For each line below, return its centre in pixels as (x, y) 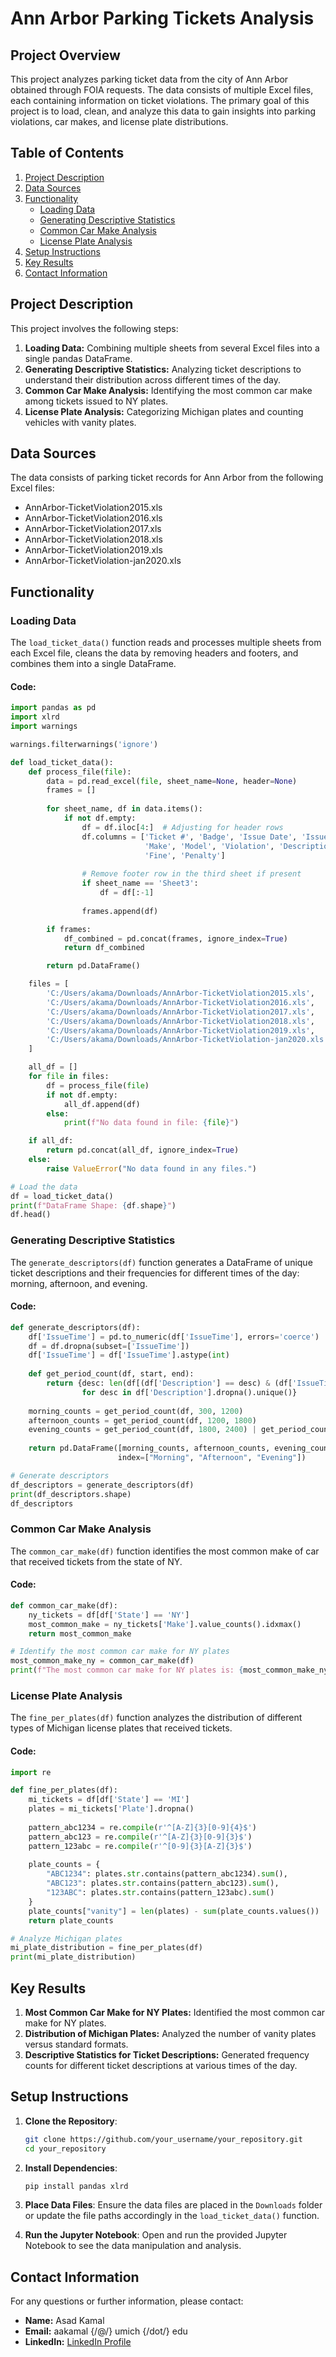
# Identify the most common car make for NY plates (120, 1652)
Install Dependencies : (71, 2168)
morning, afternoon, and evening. (79, 1283)
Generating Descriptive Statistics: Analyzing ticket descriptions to (163, 369)
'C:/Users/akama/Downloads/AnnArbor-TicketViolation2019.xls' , (180, 1030)
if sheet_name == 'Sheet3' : (140, 883)
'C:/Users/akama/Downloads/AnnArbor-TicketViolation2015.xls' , (180, 993)
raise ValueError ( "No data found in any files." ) (151, 1168)
